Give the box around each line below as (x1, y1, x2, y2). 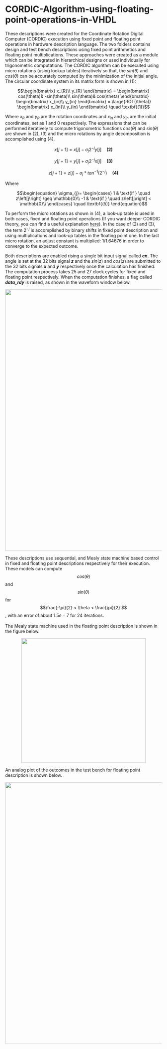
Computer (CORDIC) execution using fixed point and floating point (5, 36, 141, 42)
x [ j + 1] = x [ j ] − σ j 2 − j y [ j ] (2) (54, 146, 113, 154)
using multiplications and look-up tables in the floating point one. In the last (5, 232, 159, 238)
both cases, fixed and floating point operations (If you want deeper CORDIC (5, 216, 161, 222)
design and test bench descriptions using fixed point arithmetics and (5, 46, 146, 52)
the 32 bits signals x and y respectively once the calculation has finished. (5, 263, 156, 269)
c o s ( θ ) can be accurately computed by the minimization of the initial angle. (5, 73, 159, 79)
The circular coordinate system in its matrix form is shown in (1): (5, 78, 136, 84)
